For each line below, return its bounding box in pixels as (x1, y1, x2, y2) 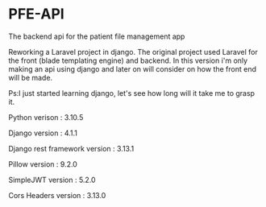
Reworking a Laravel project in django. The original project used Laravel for (8, 47, 258, 56)
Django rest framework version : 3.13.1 (8, 143, 135, 153)
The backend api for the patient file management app (8, 31, 185, 41)
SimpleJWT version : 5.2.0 (8, 175, 96, 184)
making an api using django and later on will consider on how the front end (8, 64, 256, 73)
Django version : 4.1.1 (8, 128, 78, 138)
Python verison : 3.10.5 (8, 112, 84, 122)
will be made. (8, 72, 53, 82)
